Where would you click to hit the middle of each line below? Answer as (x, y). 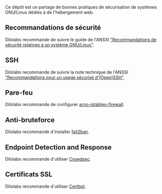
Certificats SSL (29, 175)
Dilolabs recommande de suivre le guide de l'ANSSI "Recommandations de (81, 39)
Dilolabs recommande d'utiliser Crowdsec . (48, 159)
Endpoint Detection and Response (58, 147)
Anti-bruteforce (30, 120)
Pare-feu (19, 93)
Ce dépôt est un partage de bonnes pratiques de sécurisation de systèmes (81, 7)
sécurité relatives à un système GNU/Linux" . (50, 45)
